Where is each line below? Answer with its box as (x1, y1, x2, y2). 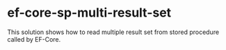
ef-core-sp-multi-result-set (7, 5, 172, 21)
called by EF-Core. (7, 35, 61, 43)
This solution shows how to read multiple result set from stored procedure (7, 28, 220, 36)
